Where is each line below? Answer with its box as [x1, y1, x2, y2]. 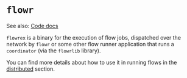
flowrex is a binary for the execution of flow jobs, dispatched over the [6, 34, 182, 41]
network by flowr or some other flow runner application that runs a [6, 40, 175, 48]
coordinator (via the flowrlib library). [6, 47, 102, 54]
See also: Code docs [6, 22, 58, 29]
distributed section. [6, 65, 55, 73]
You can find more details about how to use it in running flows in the [6, 58, 177, 66]
